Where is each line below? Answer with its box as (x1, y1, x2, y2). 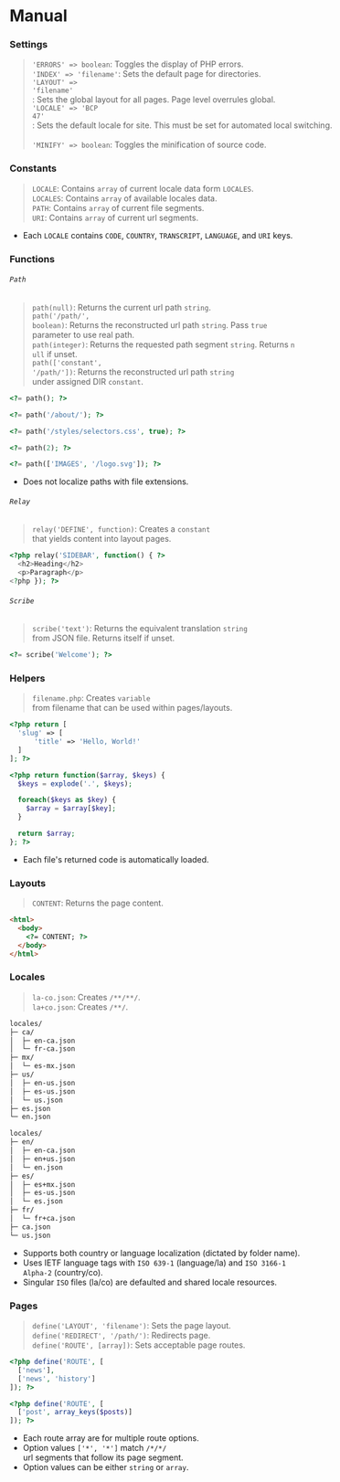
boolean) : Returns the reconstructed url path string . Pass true (31, 319, 268, 330)
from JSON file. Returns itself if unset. (31, 632, 175, 644)
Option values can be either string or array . (22, 1462, 189, 1473)
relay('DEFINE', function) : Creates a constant (31, 524, 211, 535)
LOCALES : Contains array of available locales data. (31, 193, 218, 204)
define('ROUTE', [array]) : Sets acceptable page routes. (31, 1339, 246, 1350)
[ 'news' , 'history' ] (17, 1374, 96, 1383)
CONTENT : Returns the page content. (31, 897, 165, 909)
